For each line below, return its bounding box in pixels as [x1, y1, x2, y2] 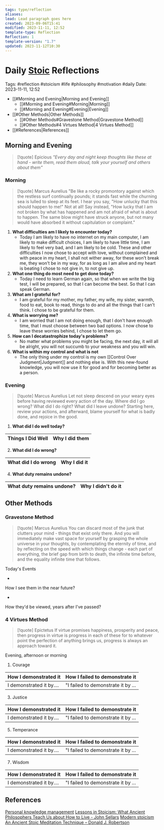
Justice [12, 694, 27, 700]
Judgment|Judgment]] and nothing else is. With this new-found [19, 359, 148, 365]
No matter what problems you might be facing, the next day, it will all [19, 338, 159, 344]
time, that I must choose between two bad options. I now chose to [19, 322, 154, 329]
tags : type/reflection [5, 7, 52, 12]
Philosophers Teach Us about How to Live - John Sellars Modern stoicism [5, 814, 154, 820]
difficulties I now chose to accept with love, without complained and [19, 250, 157, 256]
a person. [19, 369, 39, 375]
